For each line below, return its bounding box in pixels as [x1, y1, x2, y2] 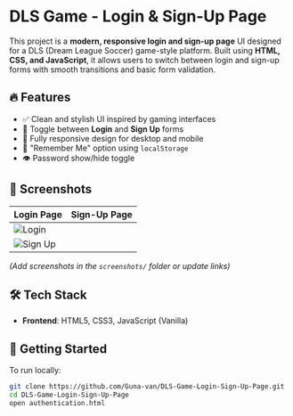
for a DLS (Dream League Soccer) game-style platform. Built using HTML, [9, 45, 281, 55]
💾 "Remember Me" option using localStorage [21, 143, 189, 153]
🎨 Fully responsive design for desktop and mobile [21, 133, 204, 143]
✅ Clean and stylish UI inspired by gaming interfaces [21, 113, 216, 124]
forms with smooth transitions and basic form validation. [9, 64, 216, 75]
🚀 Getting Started [9, 341, 108, 356]
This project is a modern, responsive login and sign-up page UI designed [9, 36, 282, 46]
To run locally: [9, 365, 61, 376]
